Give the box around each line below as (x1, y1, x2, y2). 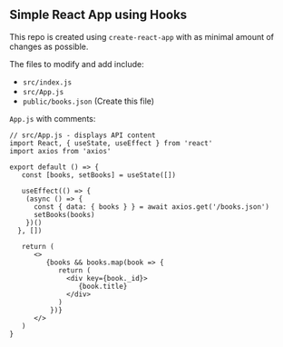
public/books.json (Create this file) (22, 95, 155, 106)
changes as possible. (9, 41, 89, 52)
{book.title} (78, 282, 128, 291)
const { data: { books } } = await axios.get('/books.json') (33, 202, 270, 212)
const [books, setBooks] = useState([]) (21, 170, 177, 180)
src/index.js (22, 77, 73, 87)
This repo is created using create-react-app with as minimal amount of (9, 31, 275, 42)
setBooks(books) (33, 210, 95, 219)
